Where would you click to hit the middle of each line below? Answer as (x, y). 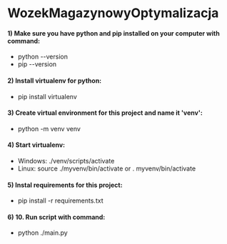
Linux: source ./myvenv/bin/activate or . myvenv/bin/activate (107, 168)
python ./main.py (42, 233)
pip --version (37, 64)
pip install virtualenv (47, 96)
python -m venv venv (49, 128)
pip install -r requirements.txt (60, 200)
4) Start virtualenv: (36, 145)
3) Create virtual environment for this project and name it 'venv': (105, 113)
